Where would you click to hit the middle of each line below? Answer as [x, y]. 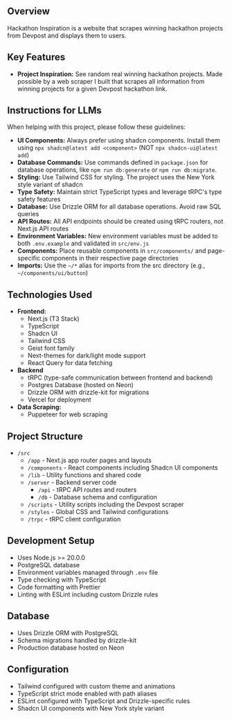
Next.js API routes [43, 229]
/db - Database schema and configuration [98, 497]
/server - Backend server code [72, 482]
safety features [39, 199]
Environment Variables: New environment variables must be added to [117, 236]
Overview [29, 11]
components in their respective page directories [110, 258]
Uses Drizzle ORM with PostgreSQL [68, 632]
